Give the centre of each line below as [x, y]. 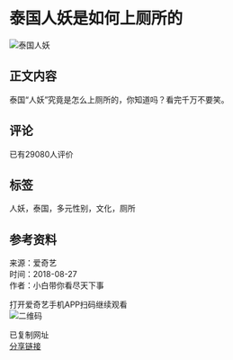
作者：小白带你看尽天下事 [57, 285]
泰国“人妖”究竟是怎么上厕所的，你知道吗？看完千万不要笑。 [119, 99]
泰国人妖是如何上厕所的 [96, 18]
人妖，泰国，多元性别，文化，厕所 [72, 209]
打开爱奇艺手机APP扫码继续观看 [68, 305]
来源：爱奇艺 [33, 263]
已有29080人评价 [41, 154]
